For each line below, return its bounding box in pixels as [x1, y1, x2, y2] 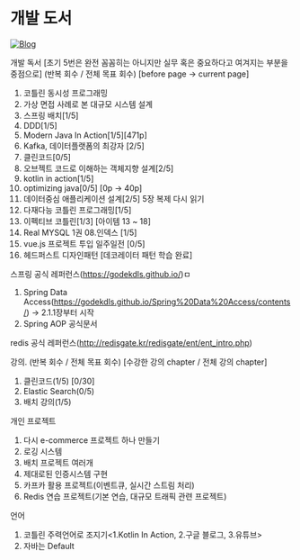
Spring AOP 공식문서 [22, 318, 98, 329]
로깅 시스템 [22, 446, 63, 456]
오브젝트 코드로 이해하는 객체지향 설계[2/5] [22, 163, 174, 174]
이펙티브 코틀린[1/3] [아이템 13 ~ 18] [22, 215, 152, 226]
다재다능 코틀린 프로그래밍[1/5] [22, 204, 132, 215]
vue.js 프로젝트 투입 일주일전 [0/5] [22, 238, 146, 248]
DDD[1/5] [22, 120, 57, 131]
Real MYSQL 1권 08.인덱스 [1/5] [22, 227, 137, 238]
